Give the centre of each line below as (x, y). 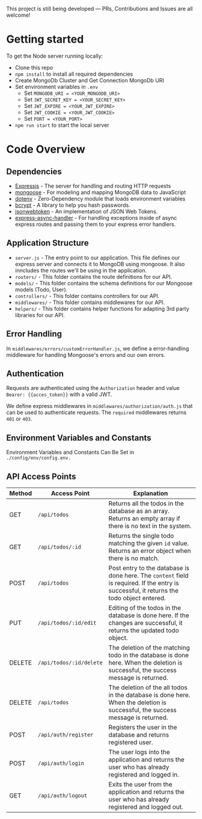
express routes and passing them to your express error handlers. (95, 224)
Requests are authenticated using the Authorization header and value (93, 388)
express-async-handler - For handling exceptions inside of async (96, 218)
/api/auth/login (61, 763)
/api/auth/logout (63, 796)
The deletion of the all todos (148, 687)
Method (21, 493)
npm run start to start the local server (62, 125)
